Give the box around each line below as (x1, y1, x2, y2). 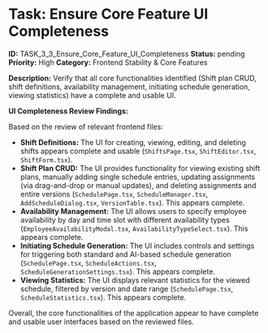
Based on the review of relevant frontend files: (8, 122, 164, 131)
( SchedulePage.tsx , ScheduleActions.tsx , (19, 258, 157, 267)
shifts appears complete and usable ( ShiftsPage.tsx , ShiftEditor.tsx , (19, 146, 257, 156)
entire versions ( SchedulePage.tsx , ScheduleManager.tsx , (19, 189, 209, 199)
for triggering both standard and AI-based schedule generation (19, 249, 231, 259)
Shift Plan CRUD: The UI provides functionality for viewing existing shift (19, 163, 261, 173)
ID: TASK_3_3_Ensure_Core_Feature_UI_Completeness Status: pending (8, 49, 245, 58)
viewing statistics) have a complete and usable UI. (8, 90, 176, 100)
